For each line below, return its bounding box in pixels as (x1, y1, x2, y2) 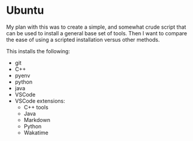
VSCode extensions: (14, 97, 66, 105)
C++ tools (23, 103, 49, 111)
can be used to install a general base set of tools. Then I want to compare (6, 29, 188, 36)
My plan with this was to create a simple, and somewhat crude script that (6, 23, 186, 30)
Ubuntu (6, 4, 44, 17)
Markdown (23, 116, 51, 123)
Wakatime (23, 129, 49, 136)
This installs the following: (6, 47, 71, 54)
